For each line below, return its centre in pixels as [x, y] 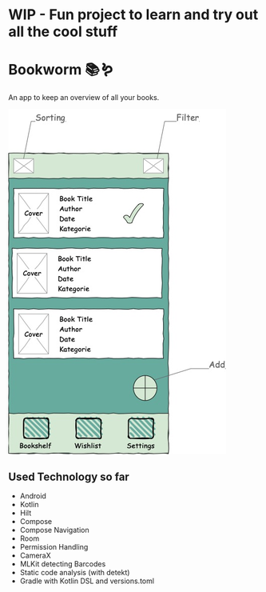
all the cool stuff [63, 32]
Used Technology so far [69, 476]
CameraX [35, 555]
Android [33, 496]
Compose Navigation [54, 530]
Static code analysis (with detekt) [75, 572]
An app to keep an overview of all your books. [84, 98]
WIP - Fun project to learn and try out [133, 15]
